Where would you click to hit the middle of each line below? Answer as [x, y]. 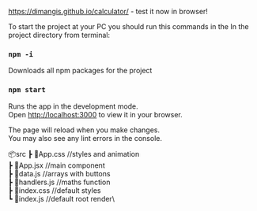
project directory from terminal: [59, 35]
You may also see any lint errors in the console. [85, 138]
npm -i [21, 54]
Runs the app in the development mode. [73, 106]
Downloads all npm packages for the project [80, 71]
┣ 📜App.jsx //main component [57, 165]
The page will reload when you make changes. [84, 130]
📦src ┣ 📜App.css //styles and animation [74, 154]
